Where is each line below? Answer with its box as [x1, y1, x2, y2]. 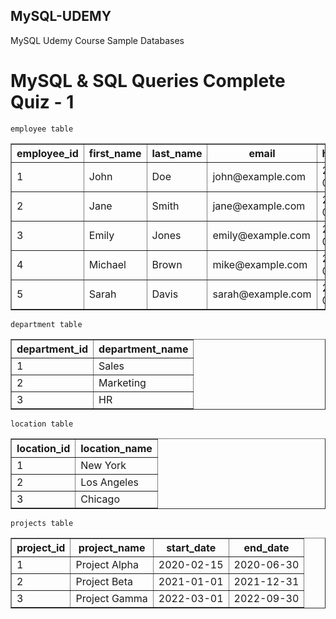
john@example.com [212, 169, 307, 183]
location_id [16, 441, 71, 455]
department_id [16, 342, 89, 356]
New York [80, 458, 127, 472]
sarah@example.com [212, 287, 312, 301]
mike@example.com [212, 257, 308, 271]
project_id [16, 540, 66, 554]
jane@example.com [212, 199, 306, 213]
